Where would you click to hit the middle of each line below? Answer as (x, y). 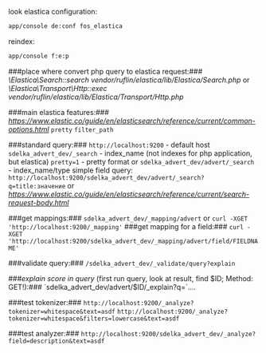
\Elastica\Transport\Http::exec (58, 88)
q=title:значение (37, 186)
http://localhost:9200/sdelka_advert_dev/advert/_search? (106, 178)
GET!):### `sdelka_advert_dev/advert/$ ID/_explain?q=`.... (102, 287)
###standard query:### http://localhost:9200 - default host (109, 145)
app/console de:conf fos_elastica (66, 26)
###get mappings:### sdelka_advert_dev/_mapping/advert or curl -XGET (128, 218)
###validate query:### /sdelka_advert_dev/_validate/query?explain (122, 263)
